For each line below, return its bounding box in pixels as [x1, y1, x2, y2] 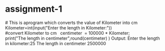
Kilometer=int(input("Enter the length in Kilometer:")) [5, 25, 112, 30]
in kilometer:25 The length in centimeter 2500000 [5, 40, 106, 46]
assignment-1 [5, 3, 63, 15]
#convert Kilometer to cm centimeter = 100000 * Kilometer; [5, 30, 130, 36]
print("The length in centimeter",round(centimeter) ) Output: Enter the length [5, 35, 160, 41]
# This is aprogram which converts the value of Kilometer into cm [5, 20, 138, 25]
